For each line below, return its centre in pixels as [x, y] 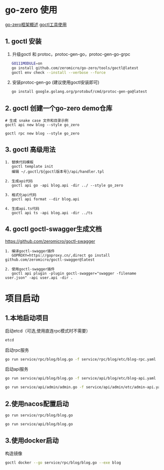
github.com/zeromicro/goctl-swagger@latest [50, 260]
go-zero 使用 [31, 10]
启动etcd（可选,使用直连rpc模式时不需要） [48, 331]
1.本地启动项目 [27, 318]
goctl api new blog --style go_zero [42, 125]
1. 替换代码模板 [19, 162]
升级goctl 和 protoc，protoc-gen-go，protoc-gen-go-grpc [71, 54]
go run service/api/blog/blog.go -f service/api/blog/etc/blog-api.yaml [81, 379]
